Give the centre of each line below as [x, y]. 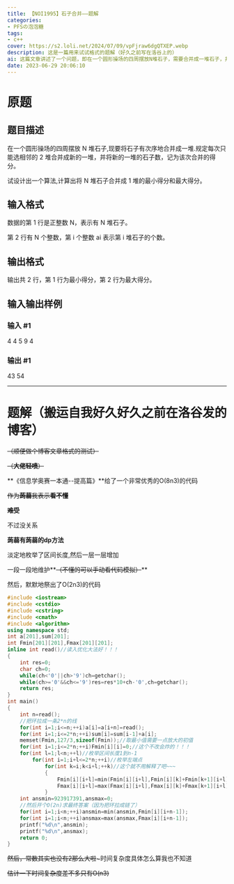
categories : [24, 20]
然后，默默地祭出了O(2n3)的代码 [54, 585]
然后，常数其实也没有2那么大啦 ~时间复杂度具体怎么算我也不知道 [100, 858]
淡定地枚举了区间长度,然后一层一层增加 [63, 555]
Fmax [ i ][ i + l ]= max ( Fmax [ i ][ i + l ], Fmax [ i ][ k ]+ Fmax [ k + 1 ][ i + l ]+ [144, 786]
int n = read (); [40, 714]
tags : [15, 33]
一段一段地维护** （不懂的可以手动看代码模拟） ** [78, 570]
